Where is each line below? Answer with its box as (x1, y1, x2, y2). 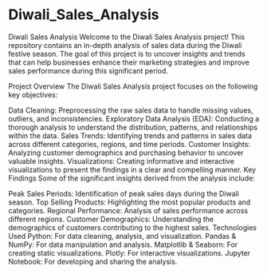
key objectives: (8, 89, 58, 99)
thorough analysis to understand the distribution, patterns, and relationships (8, 122, 257, 132)
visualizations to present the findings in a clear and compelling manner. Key (8, 165, 257, 174)
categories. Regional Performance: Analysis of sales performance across (8, 205, 249, 215)
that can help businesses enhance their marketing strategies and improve (8, 58, 249, 67)
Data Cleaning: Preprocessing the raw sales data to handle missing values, (8, 105, 253, 115)
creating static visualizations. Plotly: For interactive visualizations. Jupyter (8, 248, 251, 257)
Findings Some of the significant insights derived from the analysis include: (8, 173, 255, 183)
